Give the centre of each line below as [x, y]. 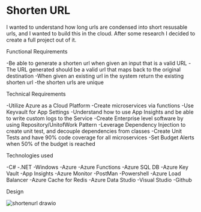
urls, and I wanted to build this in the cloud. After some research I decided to [101, 33]
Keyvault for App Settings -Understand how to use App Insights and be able [100, 112]
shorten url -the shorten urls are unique [55, 82]
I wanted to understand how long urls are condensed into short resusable [97, 27]
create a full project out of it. [41, 40]
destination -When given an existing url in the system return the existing [95, 76]
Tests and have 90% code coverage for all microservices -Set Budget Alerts [100, 137]
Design [15, 191]
